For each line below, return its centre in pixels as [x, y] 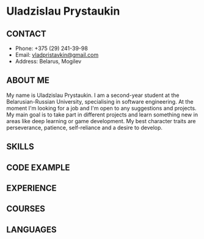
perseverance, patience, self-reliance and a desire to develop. [85, 127]
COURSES [26, 209]
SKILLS [20, 147]
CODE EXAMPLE [38, 167]
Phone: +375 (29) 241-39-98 [52, 48]
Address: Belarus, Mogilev [48, 61]
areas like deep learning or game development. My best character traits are [101, 121]
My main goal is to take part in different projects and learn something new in [102, 115]
